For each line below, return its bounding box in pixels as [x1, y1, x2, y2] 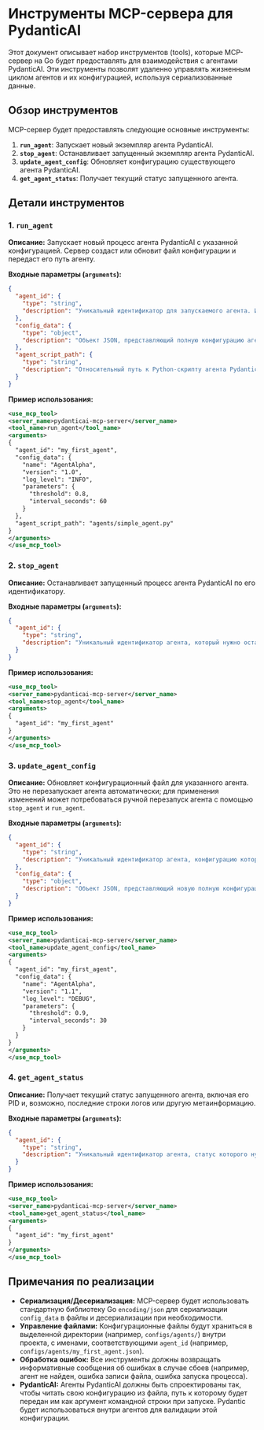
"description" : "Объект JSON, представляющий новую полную [22, 885, 220, 893]
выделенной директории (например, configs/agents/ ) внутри [19, 1329, 226, 1339]
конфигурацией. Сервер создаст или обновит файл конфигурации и [8, 246, 236, 256]
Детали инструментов [8, 196, 125, 209]
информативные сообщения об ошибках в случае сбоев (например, [19, 1363, 250, 1373]
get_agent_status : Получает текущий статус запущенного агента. [19, 173, 239, 183]
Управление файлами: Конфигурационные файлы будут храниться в [19, 1321, 253, 1331]
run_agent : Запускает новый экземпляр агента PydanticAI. [19, 139, 214, 150]
